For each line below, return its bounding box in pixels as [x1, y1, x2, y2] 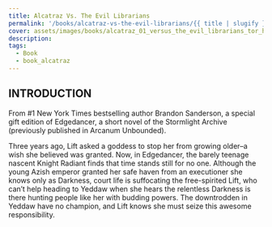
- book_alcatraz [15, 57, 70, 65]
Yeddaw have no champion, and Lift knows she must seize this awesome [8, 201, 253, 211]
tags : [8, 42, 27, 50]
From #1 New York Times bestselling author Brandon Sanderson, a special [8, 108, 256, 118]
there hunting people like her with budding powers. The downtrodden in [8, 192, 249, 202]
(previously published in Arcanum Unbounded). [8, 125, 167, 135]
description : [8, 34, 53, 43]
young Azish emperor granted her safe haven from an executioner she [8, 166, 243, 176]
